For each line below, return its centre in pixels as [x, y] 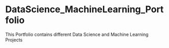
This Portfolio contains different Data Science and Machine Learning [77, 34]
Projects [14, 40]
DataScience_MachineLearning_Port [84, 9]
